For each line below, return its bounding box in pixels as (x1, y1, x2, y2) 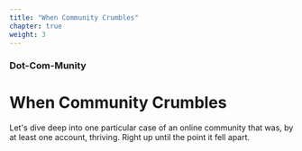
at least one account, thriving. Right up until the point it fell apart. (9, 132, 251, 143)
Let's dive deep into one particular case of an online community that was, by (9, 122, 294, 133)
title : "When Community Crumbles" (9, 13, 140, 22)
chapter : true (9, 22, 63, 31)
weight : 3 (9, 30, 47, 39)
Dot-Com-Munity (9, 59, 87, 72)
